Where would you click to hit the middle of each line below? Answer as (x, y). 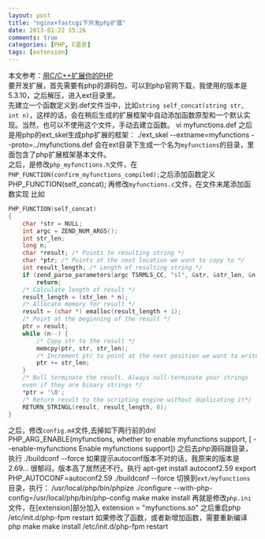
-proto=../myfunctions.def (50, 144)
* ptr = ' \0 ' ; (44, 392)
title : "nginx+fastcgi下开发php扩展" (67, 23)
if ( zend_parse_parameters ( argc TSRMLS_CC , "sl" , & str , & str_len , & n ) (141, 275)
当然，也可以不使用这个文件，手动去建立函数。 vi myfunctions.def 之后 (137, 125)
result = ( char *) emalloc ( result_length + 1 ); (102, 312)
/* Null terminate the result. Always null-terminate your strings (135, 378)
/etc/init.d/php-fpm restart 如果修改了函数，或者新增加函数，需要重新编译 (128, 518)
